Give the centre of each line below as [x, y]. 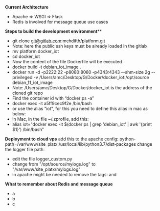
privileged [22, 77]
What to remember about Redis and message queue [59, 184]
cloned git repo [27, 93]
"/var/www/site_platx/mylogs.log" [46, 169]
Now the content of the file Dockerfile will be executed [67, 62]
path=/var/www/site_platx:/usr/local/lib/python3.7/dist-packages [70, 144]
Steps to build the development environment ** [53, 31]
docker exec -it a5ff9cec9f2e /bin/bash [52, 103]
